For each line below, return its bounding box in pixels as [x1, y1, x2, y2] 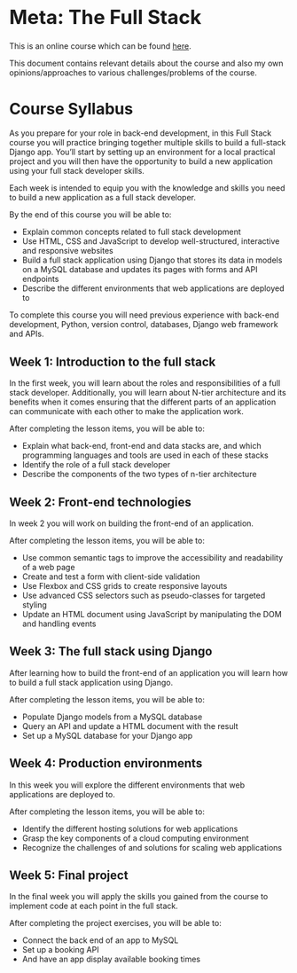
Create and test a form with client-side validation [21, 571, 201, 582]
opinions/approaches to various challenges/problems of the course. [9, 67, 257, 78]
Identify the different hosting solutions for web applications [21, 823, 238, 834]
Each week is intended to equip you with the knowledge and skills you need [9, 183, 285, 193]
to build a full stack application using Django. [9, 677, 174, 687]
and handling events [21, 618, 97, 629]
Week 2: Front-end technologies [9, 494, 192, 509]
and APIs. [9, 328, 44, 340]
